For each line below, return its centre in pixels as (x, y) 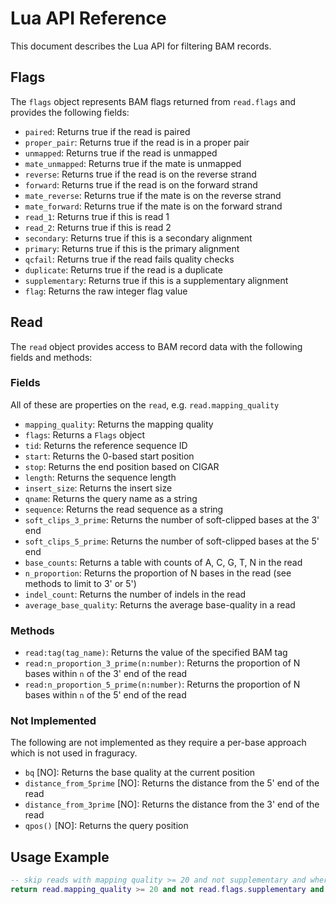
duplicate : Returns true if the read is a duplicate (123, 269)
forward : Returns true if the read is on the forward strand (141, 184)
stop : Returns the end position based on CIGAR (122, 466)
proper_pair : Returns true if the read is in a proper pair (137, 142)
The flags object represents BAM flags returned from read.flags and (153, 101)
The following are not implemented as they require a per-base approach (158, 743)
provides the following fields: (70, 112)
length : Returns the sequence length (100, 477)
